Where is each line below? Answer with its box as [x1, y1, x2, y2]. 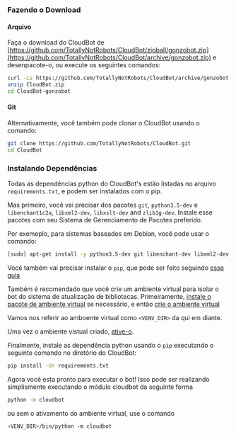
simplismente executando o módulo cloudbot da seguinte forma [7, 382, 193, 391]
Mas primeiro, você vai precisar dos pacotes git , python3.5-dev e [7, 200, 198, 209]
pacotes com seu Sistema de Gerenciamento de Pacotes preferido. [7, 216, 203, 224]
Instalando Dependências [7, 163, 98, 173]
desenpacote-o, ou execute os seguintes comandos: [7, 61, 161, 69]
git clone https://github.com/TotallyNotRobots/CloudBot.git [7, 140, 191, 147]
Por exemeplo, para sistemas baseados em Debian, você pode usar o [7, 229, 210, 238]
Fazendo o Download [7, 5, 81, 15]
